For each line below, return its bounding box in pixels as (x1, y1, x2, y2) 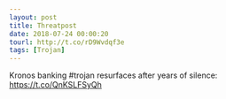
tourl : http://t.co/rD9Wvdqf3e (9, 37, 125, 47)
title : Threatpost (9, 21, 77, 30)
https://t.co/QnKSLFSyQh (9, 80, 102, 90)
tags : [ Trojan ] (9, 46, 66, 55)
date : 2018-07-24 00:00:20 (9, 29, 109, 38)
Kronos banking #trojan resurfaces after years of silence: (9, 70, 218, 80)
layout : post (9, 12, 58, 22)
